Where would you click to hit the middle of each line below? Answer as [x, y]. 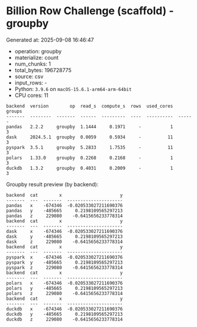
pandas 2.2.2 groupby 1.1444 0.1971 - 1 [90, 127]
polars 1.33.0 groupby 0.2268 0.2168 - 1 [90, 158]
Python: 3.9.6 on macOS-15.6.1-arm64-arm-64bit [73, 89]
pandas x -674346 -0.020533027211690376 [64, 205]
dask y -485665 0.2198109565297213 [64, 237]
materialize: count [37, 57]
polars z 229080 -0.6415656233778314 [64, 293]
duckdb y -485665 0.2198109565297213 [64, 314]
